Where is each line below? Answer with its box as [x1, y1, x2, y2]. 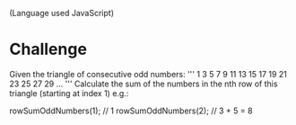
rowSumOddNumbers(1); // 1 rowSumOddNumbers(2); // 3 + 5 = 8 [9, 105, 253, 116]
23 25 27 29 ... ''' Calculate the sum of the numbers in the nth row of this [9, 78, 278, 89]
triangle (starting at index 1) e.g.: [9, 87, 129, 98]
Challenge [9, 40, 88, 59]
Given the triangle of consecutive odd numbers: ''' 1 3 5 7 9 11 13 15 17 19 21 [9, 68, 287, 79]
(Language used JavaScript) [9, 8, 115, 18]
